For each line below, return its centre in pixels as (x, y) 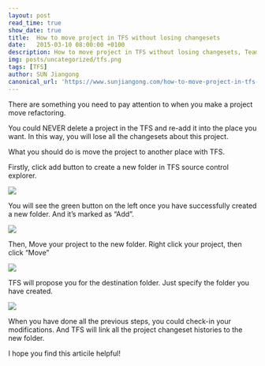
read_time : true (35, 23)
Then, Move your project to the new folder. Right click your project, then (125, 244)
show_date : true (35, 30)
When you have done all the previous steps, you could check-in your (119, 321)
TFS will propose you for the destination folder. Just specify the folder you (129, 282)
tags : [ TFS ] (28, 67)
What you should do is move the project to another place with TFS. (117, 152)
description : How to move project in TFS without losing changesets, (125, 52)
